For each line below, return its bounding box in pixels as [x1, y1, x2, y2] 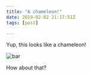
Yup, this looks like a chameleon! [6, 41, 87, 48]
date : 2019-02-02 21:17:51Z [6, 14, 76, 20]
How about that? [6, 64, 47, 71]
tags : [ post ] [6, 20, 39, 26]
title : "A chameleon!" [6, 8, 62, 15]
